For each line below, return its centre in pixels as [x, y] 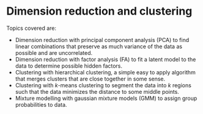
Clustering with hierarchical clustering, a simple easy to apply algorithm [105, 72]
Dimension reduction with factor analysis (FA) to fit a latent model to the [105, 59]
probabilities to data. [41, 104]
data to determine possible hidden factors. [69, 66]
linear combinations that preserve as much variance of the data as [98, 46]
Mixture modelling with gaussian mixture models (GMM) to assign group [106, 98]
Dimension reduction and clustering [99, 11]
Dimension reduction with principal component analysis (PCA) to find [102, 40]
